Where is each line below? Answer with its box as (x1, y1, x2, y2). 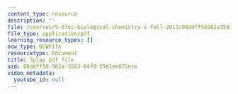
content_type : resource (7, 10, 78, 18)
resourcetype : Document (7, 50, 78, 57)
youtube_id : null (13, 76, 65, 83)
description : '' (7, 17, 55, 24)
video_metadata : (7, 69, 55, 76)
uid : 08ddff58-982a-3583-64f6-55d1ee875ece (7, 63, 138, 70)
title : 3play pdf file (7, 57, 74, 64)
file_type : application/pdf (7, 30, 91, 37)
